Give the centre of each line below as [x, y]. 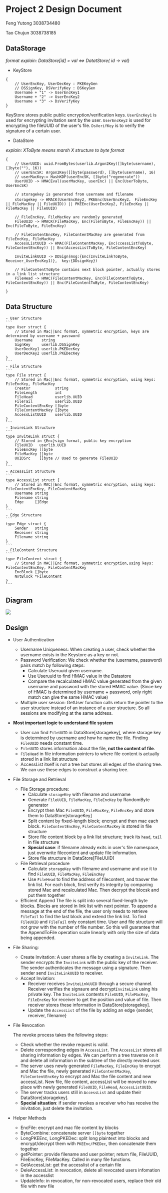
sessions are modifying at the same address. [66, 713]
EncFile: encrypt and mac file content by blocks [69, 1128]
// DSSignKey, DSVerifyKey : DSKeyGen [55, 88]
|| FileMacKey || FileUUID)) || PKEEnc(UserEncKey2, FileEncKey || [77, 204]
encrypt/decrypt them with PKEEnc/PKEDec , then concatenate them [88, 1144]
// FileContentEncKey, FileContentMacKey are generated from [79, 234]
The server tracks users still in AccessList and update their [81, 1093]
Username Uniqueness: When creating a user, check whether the [88, 649]
